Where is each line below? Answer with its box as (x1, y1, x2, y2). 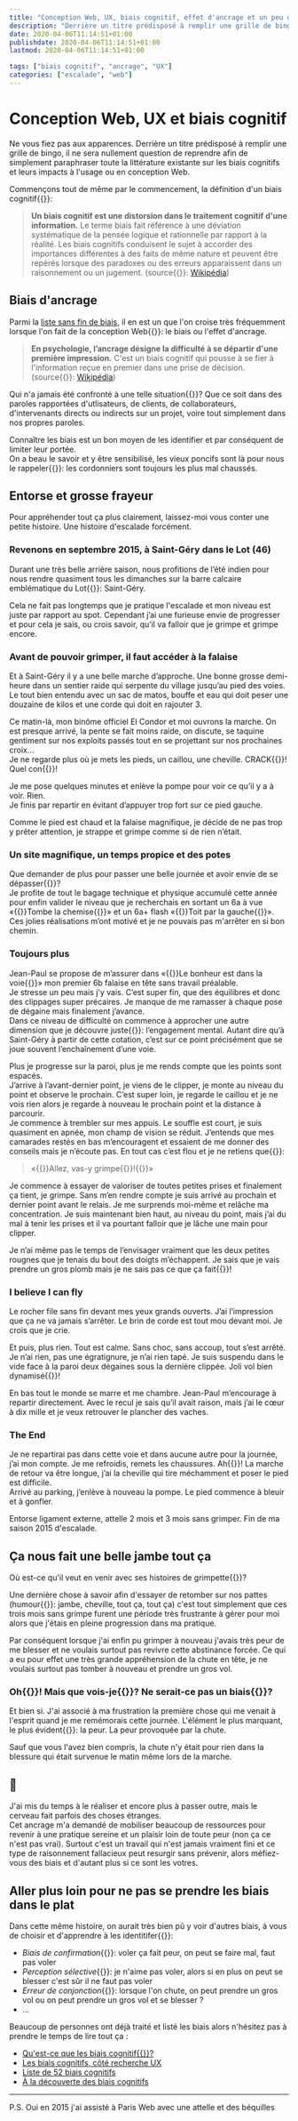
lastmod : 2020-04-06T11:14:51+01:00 (9, 46, 145, 55)
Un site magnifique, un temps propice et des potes (9, 848, 231, 861)
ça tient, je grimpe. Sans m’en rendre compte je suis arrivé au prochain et (9, 1189, 277, 1201)
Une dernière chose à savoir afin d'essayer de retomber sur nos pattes (9, 1589, 268, 1601)
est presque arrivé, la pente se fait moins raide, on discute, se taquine (9, 726, 264, 736)
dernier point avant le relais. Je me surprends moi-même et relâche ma (9, 1199, 269, 1209)
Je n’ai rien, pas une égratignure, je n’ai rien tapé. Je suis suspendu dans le (9, 1351, 284, 1362)
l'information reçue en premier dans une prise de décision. (30, 362, 246, 373)
